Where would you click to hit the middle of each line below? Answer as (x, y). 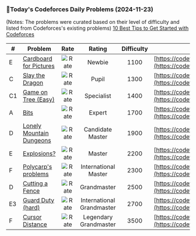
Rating (98, 49)
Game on (35, 92)
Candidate (98, 130)
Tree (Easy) (39, 100)
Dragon (33, 83)
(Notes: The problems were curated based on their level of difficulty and (93, 22)
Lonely (32, 126)
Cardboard (38, 59)
